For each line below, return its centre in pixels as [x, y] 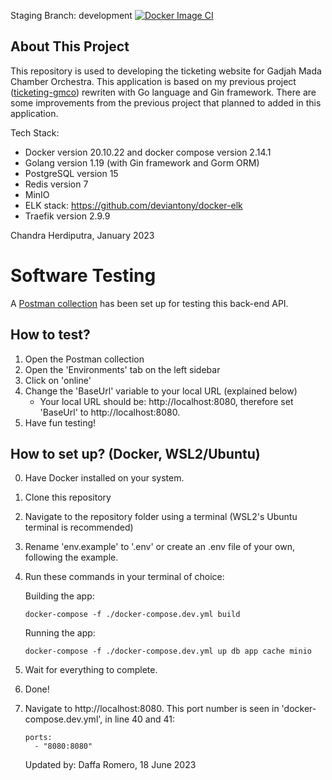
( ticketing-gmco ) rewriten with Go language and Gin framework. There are [163, 92]
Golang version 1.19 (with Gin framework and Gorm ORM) [142, 162]
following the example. [71, 557]
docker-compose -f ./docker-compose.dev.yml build [132, 615]
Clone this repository [68, 497]
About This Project [70, 46]
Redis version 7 [56, 184]
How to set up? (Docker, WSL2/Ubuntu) [135, 453]
